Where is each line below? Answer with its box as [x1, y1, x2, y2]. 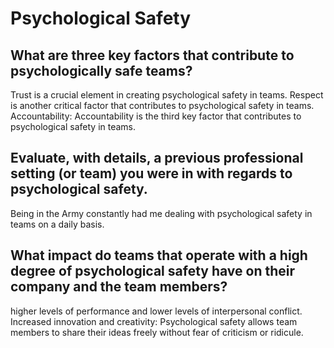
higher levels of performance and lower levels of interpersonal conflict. [10, 305, 303, 317]
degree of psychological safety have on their [10, 263, 296, 280]
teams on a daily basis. [10, 218, 105, 230]
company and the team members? [10, 278, 228, 296]
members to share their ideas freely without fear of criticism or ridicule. [10, 326, 304, 338]
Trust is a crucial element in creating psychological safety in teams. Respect [10, 89, 324, 101]
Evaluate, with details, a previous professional [10, 150, 304, 167]
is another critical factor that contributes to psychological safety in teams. [10, 100, 315, 111]
